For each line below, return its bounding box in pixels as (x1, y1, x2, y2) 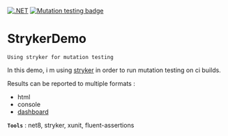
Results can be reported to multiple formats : (7, 79, 136, 87)
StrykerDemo (7, 31, 87, 46)
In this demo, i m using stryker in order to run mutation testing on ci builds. (7, 66, 221, 74)
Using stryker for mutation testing (7, 53, 114, 60)
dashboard (17, 108, 49, 116)
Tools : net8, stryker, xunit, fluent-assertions (7, 121, 135, 129)
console (17, 100, 40, 108)
